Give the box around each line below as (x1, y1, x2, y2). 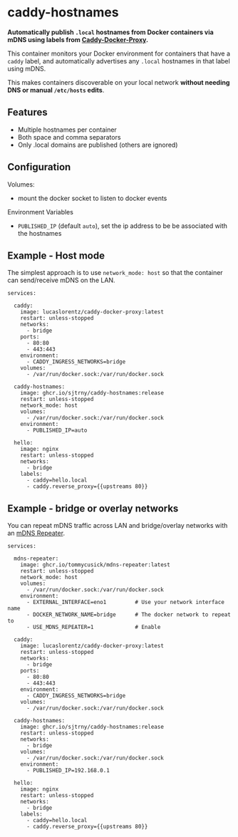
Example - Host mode (7, 249, 105, 261)
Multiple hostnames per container (17, 125, 118, 134)
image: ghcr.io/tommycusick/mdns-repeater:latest (20, 561, 171, 568)
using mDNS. (7, 64, 46, 73)
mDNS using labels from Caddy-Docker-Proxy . (7, 35, 148, 43)
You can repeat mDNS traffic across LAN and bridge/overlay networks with (7, 521, 228, 530)
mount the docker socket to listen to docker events (17, 194, 167, 202)
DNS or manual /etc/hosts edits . (7, 85, 105, 94)
